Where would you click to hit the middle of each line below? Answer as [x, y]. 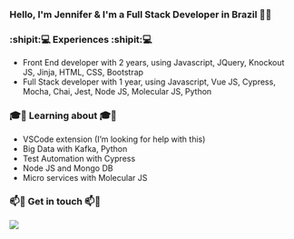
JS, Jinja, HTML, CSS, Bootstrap [83, 73]
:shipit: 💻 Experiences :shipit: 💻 [81, 39]
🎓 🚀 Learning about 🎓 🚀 [64, 115]
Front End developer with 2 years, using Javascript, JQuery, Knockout [153, 63]
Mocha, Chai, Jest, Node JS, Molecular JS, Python [117, 92]
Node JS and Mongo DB [68, 168]
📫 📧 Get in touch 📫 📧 [55, 202]
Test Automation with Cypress [79, 158]
